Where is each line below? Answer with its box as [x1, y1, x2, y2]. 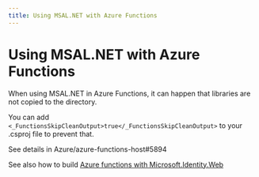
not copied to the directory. [8, 96, 97, 107]
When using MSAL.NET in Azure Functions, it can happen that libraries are [8, 88, 251, 98]
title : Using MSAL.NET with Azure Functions [8, 11, 158, 20]
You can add [8, 112, 50, 122]
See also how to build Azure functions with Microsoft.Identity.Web [8, 160, 224, 169]
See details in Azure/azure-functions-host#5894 [8, 144, 168, 154]
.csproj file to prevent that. [8, 129, 94, 138]
